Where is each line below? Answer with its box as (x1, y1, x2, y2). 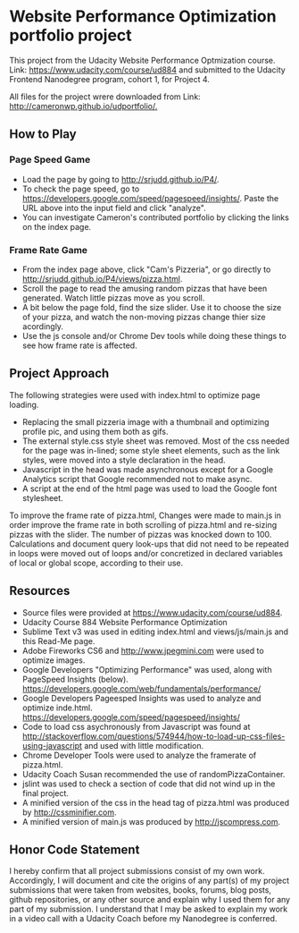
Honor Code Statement (9, 842, 140, 857)
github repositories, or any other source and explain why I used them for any (9, 895, 291, 905)
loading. (9, 399, 39, 410)
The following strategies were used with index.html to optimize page (9, 389, 261, 400)
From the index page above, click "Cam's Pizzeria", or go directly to (21, 264, 271, 275)
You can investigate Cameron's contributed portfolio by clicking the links (21, 212, 290, 223)
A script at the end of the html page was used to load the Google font (21, 483, 278, 494)
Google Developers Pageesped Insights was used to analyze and (21, 692, 262, 703)
